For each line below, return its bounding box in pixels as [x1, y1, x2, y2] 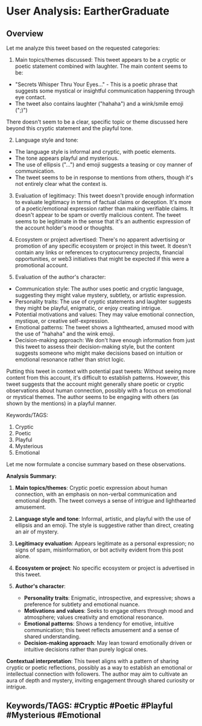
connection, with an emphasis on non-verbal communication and [14, 490, 177, 498]
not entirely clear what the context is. [14, 180, 107, 187]
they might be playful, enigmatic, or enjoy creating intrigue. [14, 305, 162, 311]
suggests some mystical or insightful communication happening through [14, 87, 195, 94]
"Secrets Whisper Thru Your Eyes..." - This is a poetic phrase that [14, 81, 178, 88]
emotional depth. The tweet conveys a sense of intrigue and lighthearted [14, 497, 196, 504]
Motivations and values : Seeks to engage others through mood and [24, 607, 194, 614]
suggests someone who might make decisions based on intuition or [14, 349, 183, 357]
